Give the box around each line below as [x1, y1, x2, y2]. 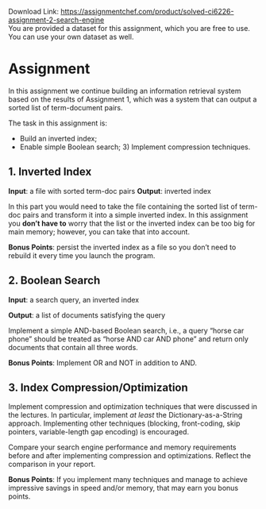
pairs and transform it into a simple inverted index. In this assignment [22, 210, 249, 219]
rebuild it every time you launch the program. [8, 250, 156, 260]
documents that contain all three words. [8, 342, 139, 352]
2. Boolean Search [8, 274, 101, 287]
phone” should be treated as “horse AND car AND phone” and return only [8, 334, 249, 344]
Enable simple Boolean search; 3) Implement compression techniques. [19, 142, 251, 152]
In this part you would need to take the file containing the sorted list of [8, 202, 238, 211]
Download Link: [8, 7, 60, 16]
